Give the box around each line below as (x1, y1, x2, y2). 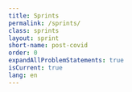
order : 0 (8, 49, 38, 57)
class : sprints (8, 26, 60, 34)
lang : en (8, 71, 38, 79)
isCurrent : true (8, 64, 63, 72)
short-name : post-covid (8, 42, 89, 50)
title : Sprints (8, 11, 60, 20)
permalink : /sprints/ (8, 19, 81, 27)
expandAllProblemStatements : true (8, 57, 125, 65)
